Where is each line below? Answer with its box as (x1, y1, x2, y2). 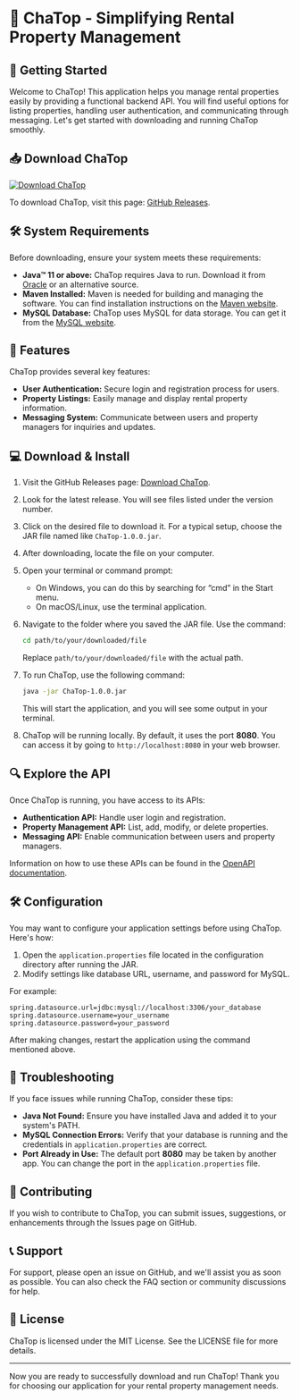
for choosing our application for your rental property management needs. (9, 1380, 279, 1391)
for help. (9, 1286, 40, 1297)
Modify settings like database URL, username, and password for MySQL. (21, 968, 290, 979)
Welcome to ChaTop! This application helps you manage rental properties (9, 87, 279, 97)
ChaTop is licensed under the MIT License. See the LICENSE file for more (9, 1336, 279, 1346)
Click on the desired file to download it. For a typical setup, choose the (21, 521, 283, 532)
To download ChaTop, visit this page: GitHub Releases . (9, 197, 211, 207)
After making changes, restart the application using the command (9, 1034, 251, 1045)
